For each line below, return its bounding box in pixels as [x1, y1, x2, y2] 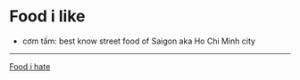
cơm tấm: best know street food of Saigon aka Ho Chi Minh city [21, 36, 256, 46]
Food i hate [9, 60, 51, 72]
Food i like [9, 6, 86, 27]
